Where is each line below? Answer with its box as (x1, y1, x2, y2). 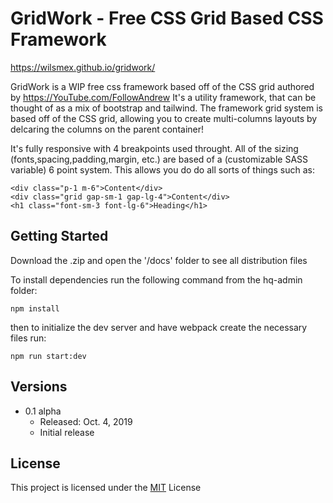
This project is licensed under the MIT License (10, 482, 202, 494)
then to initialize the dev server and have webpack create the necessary (10, 321, 308, 333)
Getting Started (10, 228, 109, 245)
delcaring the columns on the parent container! (10, 123, 205, 135)
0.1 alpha (24, 405, 62, 417)
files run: (10, 332, 47, 344)
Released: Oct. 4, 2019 (39, 415, 133, 427)
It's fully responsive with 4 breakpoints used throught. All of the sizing (10, 142, 299, 154)
